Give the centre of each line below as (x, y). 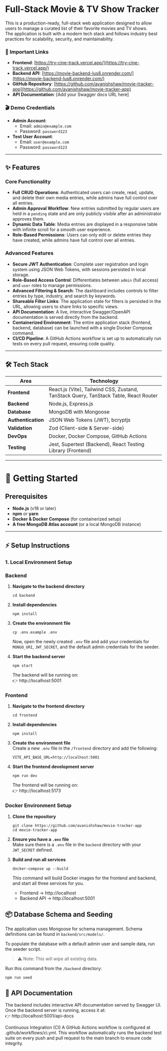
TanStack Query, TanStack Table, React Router (103, 396)
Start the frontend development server (53, 767)
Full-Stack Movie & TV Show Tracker (82, 9)
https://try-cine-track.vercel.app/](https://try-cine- (87, 63)
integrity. (14, 1044)
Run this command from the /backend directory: (54, 969)
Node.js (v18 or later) (34, 509)
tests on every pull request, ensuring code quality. (64, 343)
